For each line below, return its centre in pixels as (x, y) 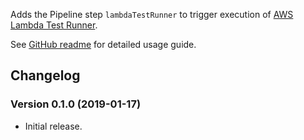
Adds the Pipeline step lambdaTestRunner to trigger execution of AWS (152, 14)
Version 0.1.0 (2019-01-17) (76, 104)
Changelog (45, 75)
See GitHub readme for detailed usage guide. (103, 44)
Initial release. (53, 126)
